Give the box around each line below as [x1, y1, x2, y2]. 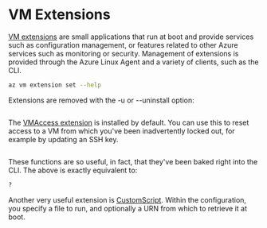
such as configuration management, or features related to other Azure [8, 40, 238, 49]
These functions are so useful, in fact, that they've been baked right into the [8, 157, 258, 166]
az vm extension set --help [8, 81, 102, 89]
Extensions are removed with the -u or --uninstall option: [8, 95, 195, 105]
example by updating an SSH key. [8, 134, 119, 144]
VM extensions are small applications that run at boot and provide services [8, 32, 254, 41]
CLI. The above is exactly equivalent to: [8, 165, 138, 175]
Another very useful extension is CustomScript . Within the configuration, [8, 195, 247, 204]
